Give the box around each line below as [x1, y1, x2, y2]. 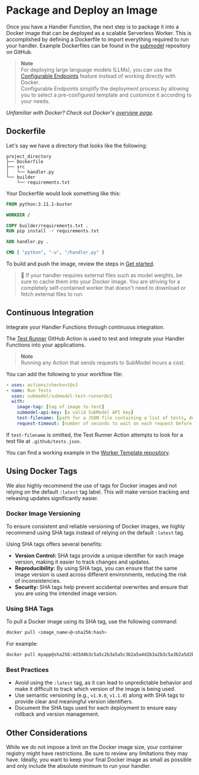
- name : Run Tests [6, 387, 52, 393]
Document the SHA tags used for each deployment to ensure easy [14, 704, 177, 712]
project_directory [6, 153, 52, 159]
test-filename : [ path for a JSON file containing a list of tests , [17, 415, 187, 421]
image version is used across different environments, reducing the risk [14, 571, 187, 578]
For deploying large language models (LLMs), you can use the [20, 66, 172, 73]
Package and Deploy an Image [6, 4, 158, 17]
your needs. [20, 97, 50, 104]
